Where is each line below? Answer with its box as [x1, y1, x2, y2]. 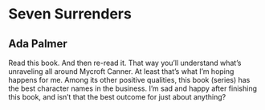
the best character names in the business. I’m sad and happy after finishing [8, 84, 258, 93]
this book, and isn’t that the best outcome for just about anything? [8, 92, 226, 101]
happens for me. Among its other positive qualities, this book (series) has [8, 75, 251, 84]
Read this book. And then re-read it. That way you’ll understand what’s [8, 58, 242, 67]
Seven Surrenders [8, 5, 132, 23]
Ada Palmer [8, 37, 68, 51]
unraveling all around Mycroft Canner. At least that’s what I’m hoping [8, 67, 234, 76]
